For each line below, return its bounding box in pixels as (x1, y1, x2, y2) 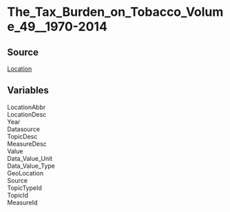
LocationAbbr (7, 103, 46, 111)
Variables (7, 84, 50, 97)
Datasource (7, 125, 40, 133)
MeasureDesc (7, 139, 47, 148)
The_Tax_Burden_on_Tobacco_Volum (7, 4, 224, 20)
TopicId (7, 191, 29, 199)
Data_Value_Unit (7, 154, 53, 162)
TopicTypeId (7, 184, 43, 192)
